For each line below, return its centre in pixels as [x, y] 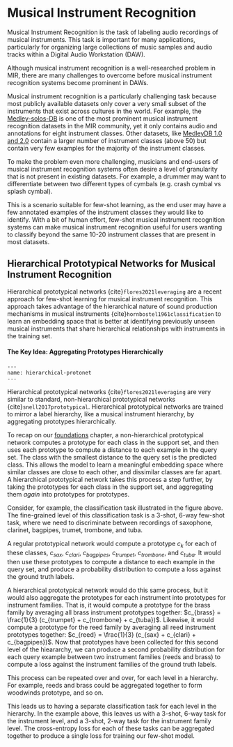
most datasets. [29, 241]
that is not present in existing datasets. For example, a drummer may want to [117, 176]
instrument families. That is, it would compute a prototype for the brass [109, 605]
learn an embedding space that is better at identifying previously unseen [111, 321]
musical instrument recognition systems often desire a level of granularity [112, 169]
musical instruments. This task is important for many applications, [102, 39]
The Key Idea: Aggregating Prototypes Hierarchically [85, 352]
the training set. [30, 335]
